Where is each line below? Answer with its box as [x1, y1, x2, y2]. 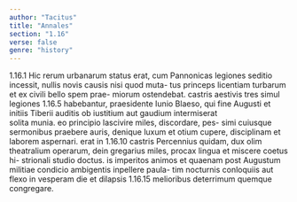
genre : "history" [9, 46, 74, 55]
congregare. [9, 183, 55, 194]
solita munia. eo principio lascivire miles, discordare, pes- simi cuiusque [9, 117, 272, 128]
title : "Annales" [9, 21, 74, 30]
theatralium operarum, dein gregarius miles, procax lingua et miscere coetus [9, 145, 288, 156]
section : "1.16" [9, 29, 69, 38]
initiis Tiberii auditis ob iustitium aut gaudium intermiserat [9, 108, 218, 119]
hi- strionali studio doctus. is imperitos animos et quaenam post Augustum [9, 155, 281, 166]
